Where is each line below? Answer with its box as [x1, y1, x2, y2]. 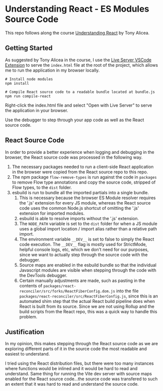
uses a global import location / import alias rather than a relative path [19, 225, 157, 232]
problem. [19, 314, 38, 319]
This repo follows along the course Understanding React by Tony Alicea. [5, 30, 149, 36]
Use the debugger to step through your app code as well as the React [5, 117, 145, 123]
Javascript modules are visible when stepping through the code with [19, 267, 157, 273]
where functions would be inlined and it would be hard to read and [5, 366, 138, 372]
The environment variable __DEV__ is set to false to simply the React [19, 236, 154, 242]
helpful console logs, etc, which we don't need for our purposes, [19, 246, 149, 252]
